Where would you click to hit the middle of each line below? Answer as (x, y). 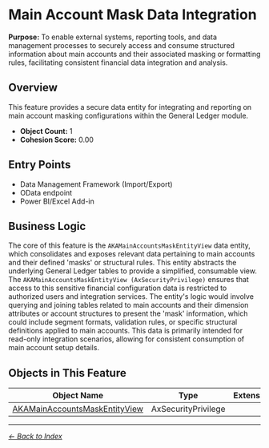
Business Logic (47, 226)
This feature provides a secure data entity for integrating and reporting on (130, 107)
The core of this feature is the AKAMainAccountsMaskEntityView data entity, (129, 245)
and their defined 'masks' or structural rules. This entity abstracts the (122, 263)
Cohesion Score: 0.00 (57, 139)
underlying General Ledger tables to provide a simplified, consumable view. (133, 271)
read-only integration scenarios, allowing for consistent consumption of (126, 339)
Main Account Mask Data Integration (133, 15)
